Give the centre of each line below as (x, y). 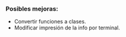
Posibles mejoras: (32, 9)
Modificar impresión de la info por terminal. (67, 28)
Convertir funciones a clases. (50, 22)
